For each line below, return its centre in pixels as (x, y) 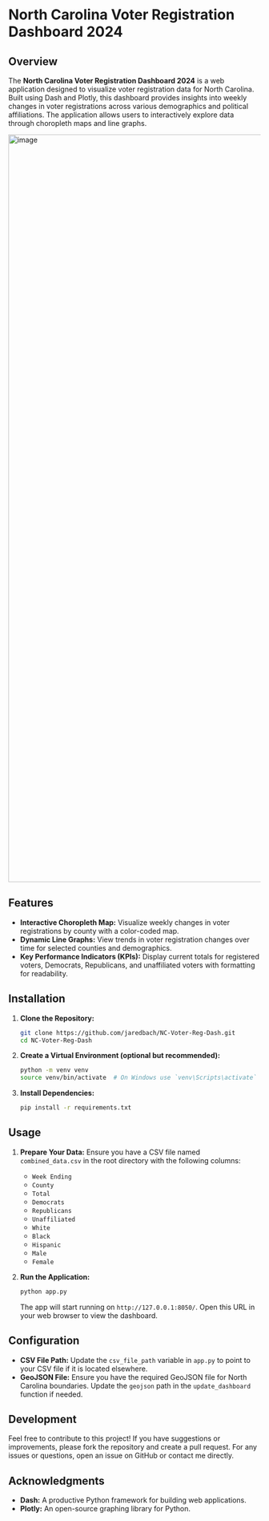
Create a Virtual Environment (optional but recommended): (120, 1056)
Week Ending (52, 1177)
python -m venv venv (54, 1070)
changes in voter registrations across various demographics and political (128, 106)
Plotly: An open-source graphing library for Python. (105, 1509)
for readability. (44, 973)
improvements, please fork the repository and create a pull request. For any (133, 1447)
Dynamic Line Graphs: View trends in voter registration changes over (134, 939)
